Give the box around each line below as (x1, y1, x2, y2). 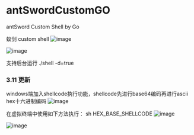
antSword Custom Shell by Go (6, 23, 79, 30)
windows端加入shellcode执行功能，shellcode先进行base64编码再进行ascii (6, 90, 189, 98)
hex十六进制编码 (6, 98, 46, 105)
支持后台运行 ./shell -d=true (6, 59, 74, 66)
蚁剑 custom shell (6, 35, 49, 42)
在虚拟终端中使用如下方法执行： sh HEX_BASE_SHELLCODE (6, 110, 153, 117)
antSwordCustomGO (6, 4, 111, 17)
